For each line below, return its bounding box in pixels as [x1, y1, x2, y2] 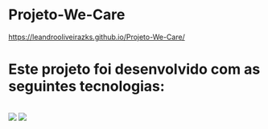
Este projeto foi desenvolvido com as [8, 60, 261, 79]
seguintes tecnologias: [8, 78, 165, 95]
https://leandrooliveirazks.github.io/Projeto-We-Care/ [8, 32, 185, 42]
